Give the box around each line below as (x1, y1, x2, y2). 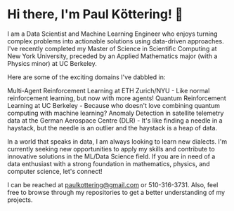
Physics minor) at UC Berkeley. (7, 59, 97, 67)
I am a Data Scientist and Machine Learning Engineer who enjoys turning (7, 29, 218, 38)
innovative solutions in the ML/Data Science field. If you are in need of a (7, 152, 216, 161)
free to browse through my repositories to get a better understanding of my (7, 188, 226, 196)
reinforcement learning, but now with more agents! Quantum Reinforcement (7, 94, 226, 102)
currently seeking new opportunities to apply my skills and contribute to (7, 144, 216, 153)
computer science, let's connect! (7, 167, 103, 175)
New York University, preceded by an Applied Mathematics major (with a (7, 52, 218, 60)
